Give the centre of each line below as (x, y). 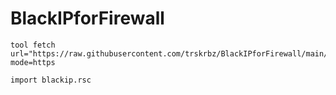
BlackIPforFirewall (87, 18)
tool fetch (33, 45)
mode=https (33, 62)
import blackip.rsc (51, 80)
